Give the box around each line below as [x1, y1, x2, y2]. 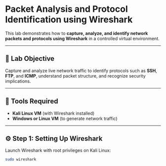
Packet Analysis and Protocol [5, 3, 128, 15]
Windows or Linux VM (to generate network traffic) [12, 115, 118, 122]
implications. [5, 78, 31, 84]
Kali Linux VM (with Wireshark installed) [12, 110, 95, 116]
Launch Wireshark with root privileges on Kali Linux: [5, 147, 111, 154]
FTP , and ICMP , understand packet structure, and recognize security [5, 73, 146, 79]
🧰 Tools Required [5, 97, 58, 106]
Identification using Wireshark [5, 14, 133, 25]
